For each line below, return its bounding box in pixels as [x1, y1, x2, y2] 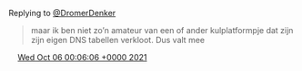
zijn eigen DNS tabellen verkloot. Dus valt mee [30, 35, 206, 45]
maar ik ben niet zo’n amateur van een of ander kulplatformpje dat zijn [30, 25, 294, 35]
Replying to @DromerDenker [8, 8, 116, 18]
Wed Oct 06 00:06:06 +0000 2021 [16, 52, 147, 62]
